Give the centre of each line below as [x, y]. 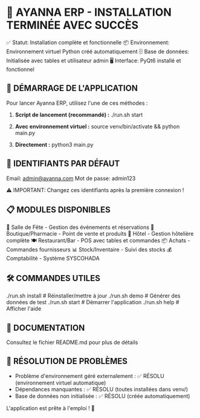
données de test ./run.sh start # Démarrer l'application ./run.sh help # [93, 302]
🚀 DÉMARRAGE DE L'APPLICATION [72, 88]
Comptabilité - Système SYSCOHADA [53, 258]
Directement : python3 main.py [54, 144]
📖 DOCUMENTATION [46, 327]
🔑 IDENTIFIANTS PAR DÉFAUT [63, 164]
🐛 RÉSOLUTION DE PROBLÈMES [67, 361]
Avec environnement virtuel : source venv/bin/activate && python [97, 126]
